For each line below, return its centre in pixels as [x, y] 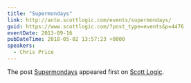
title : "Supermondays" [40, 13]
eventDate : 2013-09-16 [40, 33]
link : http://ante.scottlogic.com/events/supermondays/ [89, 20]
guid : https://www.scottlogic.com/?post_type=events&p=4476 [96, 26]
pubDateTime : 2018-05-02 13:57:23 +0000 [66, 39]
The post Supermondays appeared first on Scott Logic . [86, 72]
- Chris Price [34, 53]
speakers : [21, 46]
